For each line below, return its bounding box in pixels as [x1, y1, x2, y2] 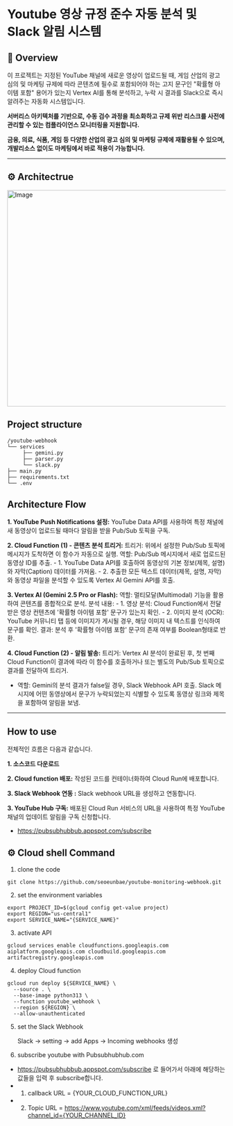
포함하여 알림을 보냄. [24, 699, 81, 707]
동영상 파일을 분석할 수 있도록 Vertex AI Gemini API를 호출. [14, 576, 175, 585]
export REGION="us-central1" [7, 911, 92, 917]
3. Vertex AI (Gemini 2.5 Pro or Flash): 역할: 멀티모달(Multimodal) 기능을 [7, 591, 212, 599]
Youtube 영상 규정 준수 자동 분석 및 [7, 6, 198, 22]
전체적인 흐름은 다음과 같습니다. [7, 745, 93, 753]
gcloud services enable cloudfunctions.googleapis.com [7, 943, 169, 949]
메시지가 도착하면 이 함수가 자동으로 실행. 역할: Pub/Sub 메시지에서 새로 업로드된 [7, 550, 226, 558]
